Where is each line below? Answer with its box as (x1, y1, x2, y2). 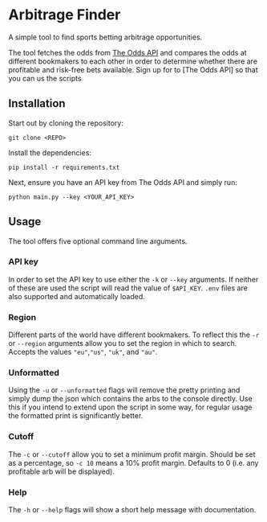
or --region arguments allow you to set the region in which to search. (8, 339, 237, 348)
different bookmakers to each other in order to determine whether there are (8, 56, 258, 66)
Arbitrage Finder (8, 6, 121, 24)
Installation (8, 97, 66, 110)
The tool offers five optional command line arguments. (8, 236, 188, 246)
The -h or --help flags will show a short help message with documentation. (8, 505, 257, 515)
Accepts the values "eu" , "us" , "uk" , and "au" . (8, 347, 158, 357)
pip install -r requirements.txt (8, 163, 120, 171)
